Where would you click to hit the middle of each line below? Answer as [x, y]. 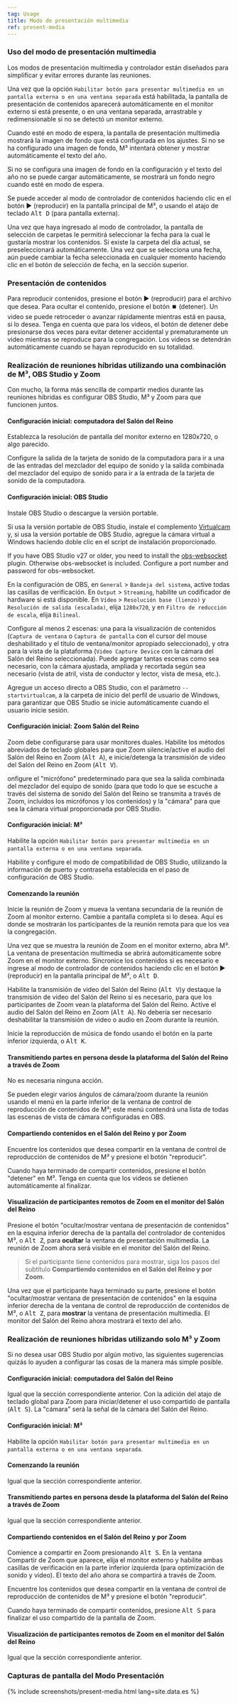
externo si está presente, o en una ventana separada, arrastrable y [105, 112]
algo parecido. [28, 444]
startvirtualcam [31, 696]
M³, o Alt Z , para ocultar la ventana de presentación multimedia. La [108, 1240]
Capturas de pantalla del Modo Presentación [86, 1676]
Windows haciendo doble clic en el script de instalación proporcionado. [112, 541]
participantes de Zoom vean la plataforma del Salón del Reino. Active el [112, 1005]
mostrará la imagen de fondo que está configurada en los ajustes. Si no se [116, 140]
